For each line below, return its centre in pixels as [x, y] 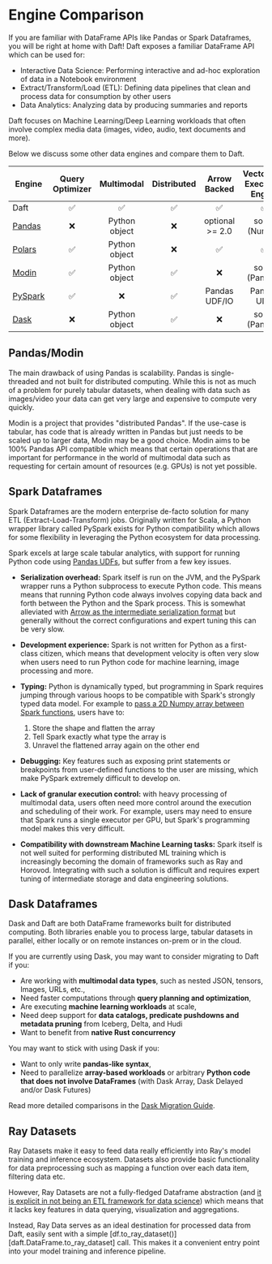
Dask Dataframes [53, 904]
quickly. [21, 407]
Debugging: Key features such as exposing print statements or [125, 761]
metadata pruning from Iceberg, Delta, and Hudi [101, 1024]
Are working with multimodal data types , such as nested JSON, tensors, [142, 981]
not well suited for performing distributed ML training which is [123, 852]
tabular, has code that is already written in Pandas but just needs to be [126, 431]
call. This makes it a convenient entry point [189, 1243]
